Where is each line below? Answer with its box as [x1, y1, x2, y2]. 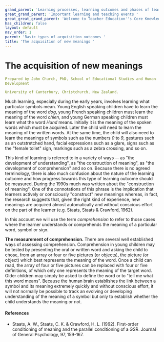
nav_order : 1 [5, 30, 32, 35]
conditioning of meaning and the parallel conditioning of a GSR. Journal [12, 326, 156, 332]
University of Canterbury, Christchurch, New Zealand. [5, 90, 119, 95]
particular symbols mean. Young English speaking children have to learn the [5, 104, 158, 110]
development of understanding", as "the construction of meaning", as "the [5, 160, 155, 166]
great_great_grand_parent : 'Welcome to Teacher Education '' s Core [5, 16, 143, 21]
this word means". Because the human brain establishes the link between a [5, 278, 156, 284]
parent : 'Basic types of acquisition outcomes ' [5, 35, 106, 40]
